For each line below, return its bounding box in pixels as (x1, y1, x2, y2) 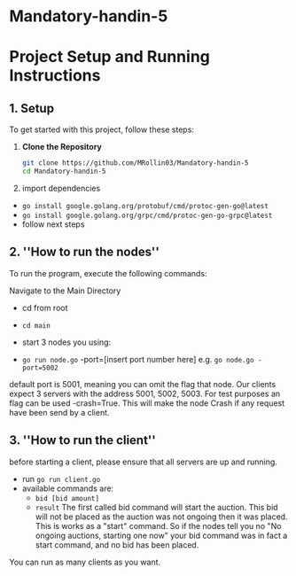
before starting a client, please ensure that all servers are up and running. (9, 456, 277, 467)
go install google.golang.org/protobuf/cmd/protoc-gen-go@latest (21, 201, 269, 210)
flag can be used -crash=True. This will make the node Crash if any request (9, 397, 285, 409)
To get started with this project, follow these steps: (9, 124, 195, 135)
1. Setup (9, 100, 55, 116)
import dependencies (21, 183, 101, 193)
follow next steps (21, 219, 85, 230)
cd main (21, 321, 51, 330)
